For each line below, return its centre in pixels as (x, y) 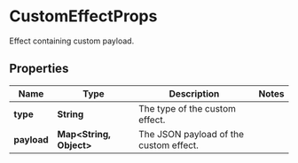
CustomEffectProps (83, 16)
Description (194, 93)
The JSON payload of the (191, 134)
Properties (39, 69)
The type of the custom (188, 108)
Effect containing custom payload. (72, 41)
